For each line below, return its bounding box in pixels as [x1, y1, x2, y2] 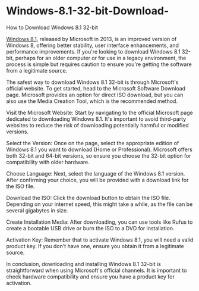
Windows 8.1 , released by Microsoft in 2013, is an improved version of [6, 35, 177, 42]
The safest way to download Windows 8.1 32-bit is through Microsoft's [6, 79, 179, 86]
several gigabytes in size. [6, 206, 68, 214]
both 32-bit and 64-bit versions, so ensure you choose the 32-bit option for [6, 152, 191, 159]
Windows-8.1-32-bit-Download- [6, 4, 169, 18]
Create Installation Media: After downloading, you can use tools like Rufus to [6, 218, 193, 226]
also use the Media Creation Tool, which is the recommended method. [6, 97, 178, 105]
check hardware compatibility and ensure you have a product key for [6, 273, 175, 280]
